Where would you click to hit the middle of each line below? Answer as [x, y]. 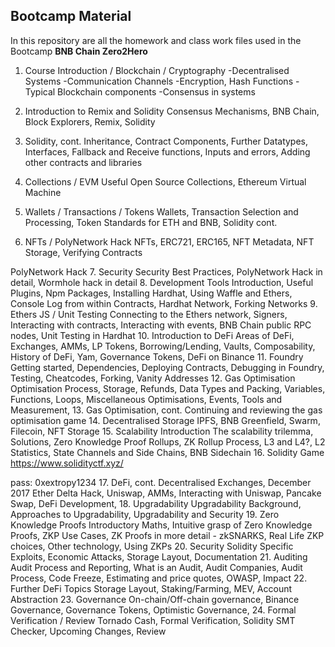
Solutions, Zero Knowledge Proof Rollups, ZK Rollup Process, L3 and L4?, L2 [168, 441]
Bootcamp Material [71, 16]
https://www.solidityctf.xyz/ [67, 463]
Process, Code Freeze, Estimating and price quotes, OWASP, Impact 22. [159, 578]
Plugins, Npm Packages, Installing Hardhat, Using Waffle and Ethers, [151, 293]
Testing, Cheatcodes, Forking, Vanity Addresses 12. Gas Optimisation [153, 378]
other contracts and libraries [83, 162]
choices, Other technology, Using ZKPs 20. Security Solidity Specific [152, 546]
